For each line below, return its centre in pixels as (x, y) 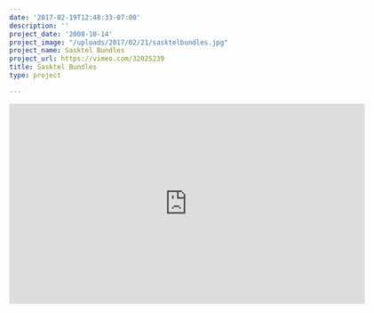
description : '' (39, 26)
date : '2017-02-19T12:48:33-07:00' (75, 17)
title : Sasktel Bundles (53, 68)
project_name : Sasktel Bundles (67, 51)
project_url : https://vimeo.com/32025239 (87, 59)
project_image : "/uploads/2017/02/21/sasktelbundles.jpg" (119, 42)
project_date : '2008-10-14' (61, 34)
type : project (36, 76)
